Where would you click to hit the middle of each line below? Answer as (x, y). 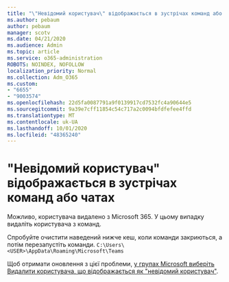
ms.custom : (23, 84)
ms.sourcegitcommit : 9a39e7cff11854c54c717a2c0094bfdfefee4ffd (99, 109)
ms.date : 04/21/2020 (37, 39)
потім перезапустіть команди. (51, 245)
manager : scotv (29, 33)
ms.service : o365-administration (55, 58)
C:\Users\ (110, 245)
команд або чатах (61, 198)
